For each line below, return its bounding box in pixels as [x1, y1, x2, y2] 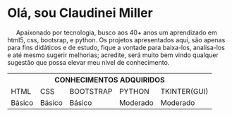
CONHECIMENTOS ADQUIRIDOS [54, 75, 165, 85]
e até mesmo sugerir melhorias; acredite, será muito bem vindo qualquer [7, 51, 219, 59]
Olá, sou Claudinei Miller [7, 5, 153, 21]
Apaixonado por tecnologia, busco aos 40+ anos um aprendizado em [16, 28, 217, 37]
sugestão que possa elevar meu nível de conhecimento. [7, 58, 170, 66]
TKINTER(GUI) [160, 86, 209, 96]
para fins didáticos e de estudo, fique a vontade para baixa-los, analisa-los [7, 43, 226, 51]
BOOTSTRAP [69, 86, 113, 96]
